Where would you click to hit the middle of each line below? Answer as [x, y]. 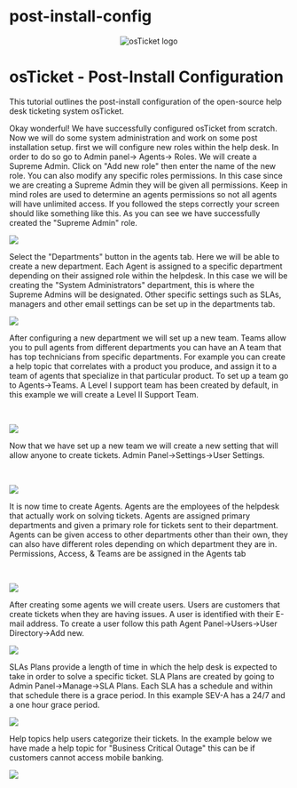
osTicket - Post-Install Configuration [146, 77]
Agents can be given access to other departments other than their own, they [148, 535]
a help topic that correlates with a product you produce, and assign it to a [143, 366]
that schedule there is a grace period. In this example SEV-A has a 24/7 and [147, 695]
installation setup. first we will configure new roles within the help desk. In [144, 147]
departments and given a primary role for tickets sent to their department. [144, 525]
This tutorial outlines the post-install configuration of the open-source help [145, 101]
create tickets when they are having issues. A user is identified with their [141, 614]
